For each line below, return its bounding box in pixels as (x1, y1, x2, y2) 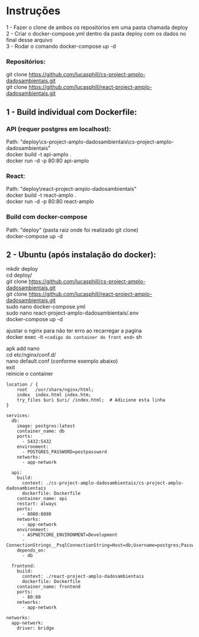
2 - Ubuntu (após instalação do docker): (6, 249, 156, 260)
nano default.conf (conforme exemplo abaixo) (6, 357, 118, 365)
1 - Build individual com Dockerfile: (6, 107, 137, 117)
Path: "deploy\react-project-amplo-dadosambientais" (6, 185, 137, 193)
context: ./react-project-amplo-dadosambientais (21, 574, 145, 580)
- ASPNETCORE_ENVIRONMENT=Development (21, 532, 118, 538)
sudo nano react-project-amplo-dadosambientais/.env (6, 309, 139, 316)
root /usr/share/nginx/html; (17, 387, 94, 393)
